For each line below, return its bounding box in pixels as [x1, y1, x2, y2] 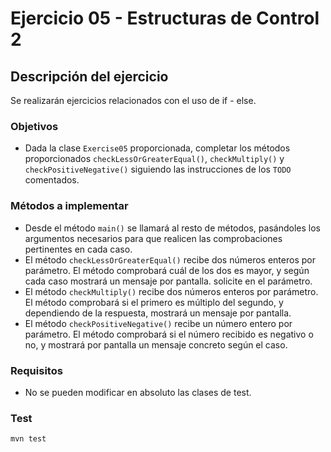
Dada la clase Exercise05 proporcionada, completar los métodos [24, 142, 291, 154]
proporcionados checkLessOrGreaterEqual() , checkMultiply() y [24, 153, 285, 165]
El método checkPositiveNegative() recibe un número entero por [24, 317, 293, 329]
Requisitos [10, 363, 63, 377]
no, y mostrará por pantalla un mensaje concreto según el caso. [24, 338, 288, 351]
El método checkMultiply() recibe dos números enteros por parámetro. [24, 285, 319, 297]
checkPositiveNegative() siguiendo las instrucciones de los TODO [24, 163, 292, 176]
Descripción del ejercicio [10, 68, 169, 85]
